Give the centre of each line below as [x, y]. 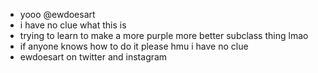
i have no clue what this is [73, 25]
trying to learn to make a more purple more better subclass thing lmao [164, 35]
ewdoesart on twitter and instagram [93, 57]
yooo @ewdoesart [57, 14]
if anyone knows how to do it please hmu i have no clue [134, 46]
